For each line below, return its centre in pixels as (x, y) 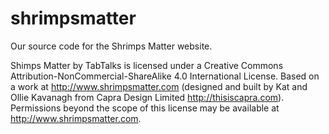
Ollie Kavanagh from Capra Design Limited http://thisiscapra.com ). (147, 97)
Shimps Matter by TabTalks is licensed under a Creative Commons (147, 65)
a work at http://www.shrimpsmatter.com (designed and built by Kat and (159, 86)
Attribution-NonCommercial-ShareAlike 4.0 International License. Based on (165, 76)
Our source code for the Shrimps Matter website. (111, 46)
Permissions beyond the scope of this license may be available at (145, 108)
